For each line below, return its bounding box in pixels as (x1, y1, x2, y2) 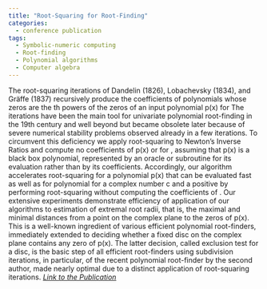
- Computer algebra (15, 64, 81, 72)
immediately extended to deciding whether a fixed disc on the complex (8, 229, 242, 240)
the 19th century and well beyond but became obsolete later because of (8, 119, 245, 129)
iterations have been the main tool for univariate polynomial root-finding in (8, 111, 253, 121)
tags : (8, 34, 26, 42)
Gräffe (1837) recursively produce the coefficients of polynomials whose (8, 93, 247, 104)
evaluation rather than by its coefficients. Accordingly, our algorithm (8, 161, 233, 172)
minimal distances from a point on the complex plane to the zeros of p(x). (8, 212, 250, 222)
